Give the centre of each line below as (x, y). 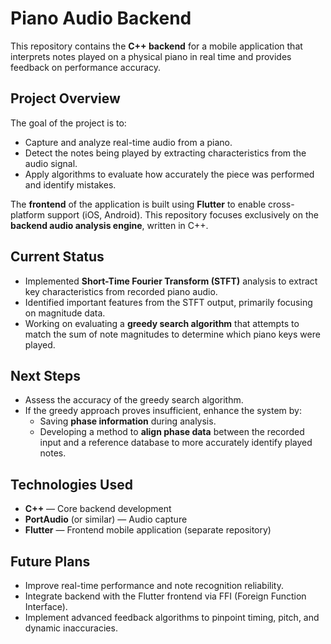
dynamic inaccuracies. (71, 628)
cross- (281, 204)
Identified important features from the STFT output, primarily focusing (168, 302)
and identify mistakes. (70, 184)
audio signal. (51, 163)
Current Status (57, 257)
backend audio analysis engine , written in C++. (109, 225)
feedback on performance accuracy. (86, 67)
